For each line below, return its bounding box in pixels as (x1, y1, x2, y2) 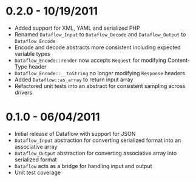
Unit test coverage (14, 169, 61, 176)
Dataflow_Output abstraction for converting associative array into (14, 149, 177, 157)
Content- (167, 56, 191, 64)
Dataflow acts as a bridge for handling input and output (14, 162, 152, 169)
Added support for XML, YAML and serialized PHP (14, 24, 140, 32)
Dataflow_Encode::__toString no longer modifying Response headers (14, 69, 186, 76)
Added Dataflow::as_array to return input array (14, 76, 133, 83)
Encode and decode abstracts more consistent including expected (14, 44, 181, 51)
